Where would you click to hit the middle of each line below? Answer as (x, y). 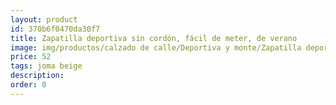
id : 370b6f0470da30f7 (55, 29)
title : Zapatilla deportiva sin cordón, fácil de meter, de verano (154, 38)
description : (37, 76)
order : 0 (28, 85)
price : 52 (31, 57)
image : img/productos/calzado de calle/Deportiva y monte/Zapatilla (156, 47)
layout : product (44, 19)
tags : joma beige (46, 66)
